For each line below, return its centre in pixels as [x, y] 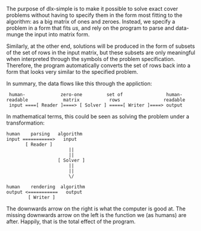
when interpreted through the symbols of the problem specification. [91, 59]
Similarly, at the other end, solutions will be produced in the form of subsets [101, 46]
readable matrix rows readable [96, 100]
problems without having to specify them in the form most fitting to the [94, 15]
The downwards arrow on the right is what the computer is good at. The [96, 209]
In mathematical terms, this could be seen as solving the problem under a [98, 116]
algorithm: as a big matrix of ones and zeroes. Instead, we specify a [91, 21]
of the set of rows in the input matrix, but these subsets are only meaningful [101, 53]
